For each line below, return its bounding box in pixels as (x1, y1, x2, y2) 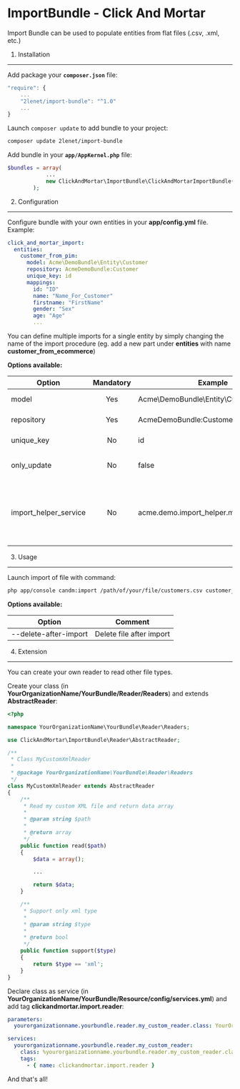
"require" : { (7, 84, 46, 91)
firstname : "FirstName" (33, 298, 104, 306)
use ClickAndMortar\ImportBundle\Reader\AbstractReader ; (7, 736, 181, 743)
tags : (20, 1055, 37, 1062)
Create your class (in (7, 681, 69, 690)
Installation (17, 50, 51, 59)
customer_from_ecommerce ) (7, 347, 96, 356)
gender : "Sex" (33, 306, 75, 313)
